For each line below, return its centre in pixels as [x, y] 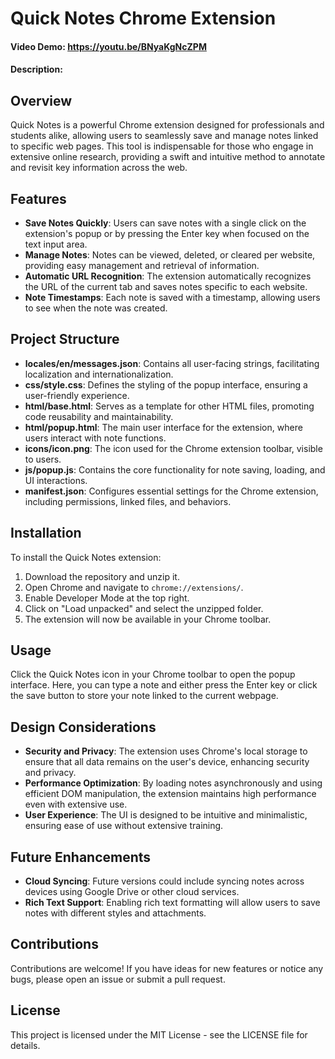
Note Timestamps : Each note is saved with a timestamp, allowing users [172, 297]
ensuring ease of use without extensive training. [124, 826]
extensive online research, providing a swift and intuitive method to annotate [168, 157]
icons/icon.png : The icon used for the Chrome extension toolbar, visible [173, 448]
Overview [41, 100]
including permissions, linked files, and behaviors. [128, 501]
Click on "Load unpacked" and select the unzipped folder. [144, 608]
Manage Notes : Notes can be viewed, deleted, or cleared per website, [170, 255]
